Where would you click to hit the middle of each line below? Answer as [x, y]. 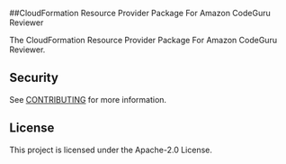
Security [34, 78]
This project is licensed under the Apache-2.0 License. [111, 150]
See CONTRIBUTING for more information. [88, 99]
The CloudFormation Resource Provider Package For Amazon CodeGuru [143, 40]
